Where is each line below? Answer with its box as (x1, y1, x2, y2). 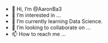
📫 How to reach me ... (11, 31, 66, 37)
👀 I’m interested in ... (11, 12, 61, 19)
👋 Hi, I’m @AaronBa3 (11, 6, 62, 12)
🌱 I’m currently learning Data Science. (11, 18, 103, 24)
